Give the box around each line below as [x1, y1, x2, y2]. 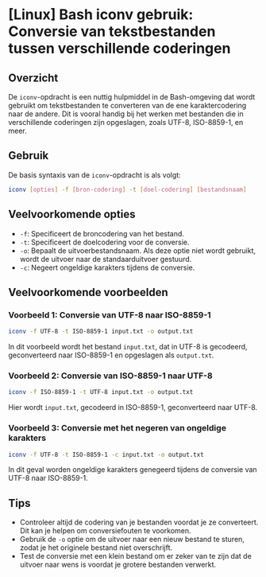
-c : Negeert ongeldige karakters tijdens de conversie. [19, 263, 195, 272]
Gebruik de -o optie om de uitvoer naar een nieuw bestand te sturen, [19, 535, 245, 544]
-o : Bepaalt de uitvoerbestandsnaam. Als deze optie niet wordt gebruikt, [19, 245, 256, 255]
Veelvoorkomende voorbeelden [8, 285, 168, 299]
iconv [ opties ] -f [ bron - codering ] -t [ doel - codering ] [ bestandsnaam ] [8, 185, 247, 193]
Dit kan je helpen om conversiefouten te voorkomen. [19, 526, 192, 536]
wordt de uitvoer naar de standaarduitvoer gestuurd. [19, 254, 192, 263]
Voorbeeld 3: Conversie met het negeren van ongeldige [8, 423, 226, 434]
